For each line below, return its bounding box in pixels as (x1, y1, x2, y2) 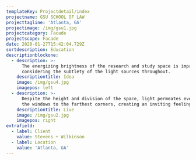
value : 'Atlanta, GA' (16, 145, 69, 151)
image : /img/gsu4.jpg (16, 80, 69, 86)
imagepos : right (16, 118, 57, 124)
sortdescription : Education (6, 47, 75, 53)
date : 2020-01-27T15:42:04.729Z (6, 42, 85, 47)
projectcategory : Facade (6, 30, 66, 36)
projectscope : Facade (6, 36, 59, 42)
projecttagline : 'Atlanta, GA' (6, 19, 82, 25)
